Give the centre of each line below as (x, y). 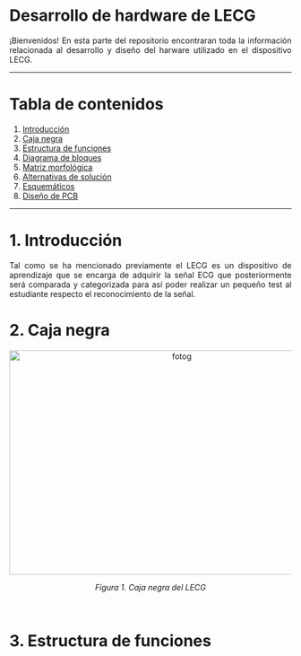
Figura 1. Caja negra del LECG (150, 587)
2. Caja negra (60, 330)
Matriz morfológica (57, 167)
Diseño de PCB (50, 196)
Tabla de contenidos (86, 105)
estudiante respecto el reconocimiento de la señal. (103, 293)
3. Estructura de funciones (111, 640)
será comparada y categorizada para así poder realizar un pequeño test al (150, 284)
